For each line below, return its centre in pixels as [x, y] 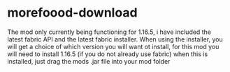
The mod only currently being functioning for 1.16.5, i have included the [109, 32]
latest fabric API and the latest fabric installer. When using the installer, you [115, 39]
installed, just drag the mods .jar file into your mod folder [89, 61]
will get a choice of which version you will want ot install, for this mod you [113, 46]
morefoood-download [72, 13]
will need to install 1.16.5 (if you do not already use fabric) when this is [108, 54]
